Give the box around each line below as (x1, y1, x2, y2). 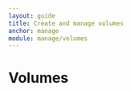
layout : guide (8, 11, 56, 20)
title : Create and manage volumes (8, 19, 125, 27)
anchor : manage (8, 27, 59, 35)
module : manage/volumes (8, 34, 88, 43)
